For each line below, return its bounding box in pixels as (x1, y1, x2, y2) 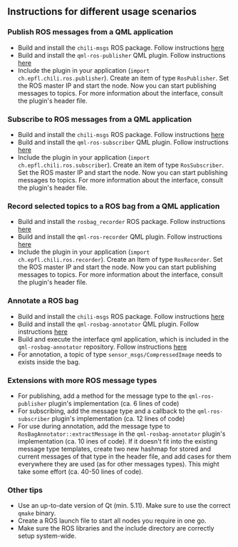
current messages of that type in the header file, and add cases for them (17, 452, 232, 461)
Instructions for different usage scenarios (7, 6, 197, 18)
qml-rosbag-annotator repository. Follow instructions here (17, 342, 187, 351)
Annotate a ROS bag (7, 296, 79, 306)
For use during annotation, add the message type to (17, 421, 171, 430)
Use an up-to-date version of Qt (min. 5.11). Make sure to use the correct (17, 501, 231, 510)
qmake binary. (17, 509, 56, 518)
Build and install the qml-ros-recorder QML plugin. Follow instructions (17, 232, 223, 241)
